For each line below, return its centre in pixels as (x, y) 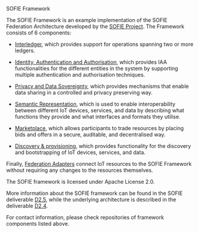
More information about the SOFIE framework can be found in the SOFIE (94, 193)
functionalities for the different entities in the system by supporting (96, 68)
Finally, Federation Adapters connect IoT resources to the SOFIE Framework (99, 164)
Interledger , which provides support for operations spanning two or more (104, 44)
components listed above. (38, 223)
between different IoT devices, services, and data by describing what (99, 110)
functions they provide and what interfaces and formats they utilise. (97, 116)
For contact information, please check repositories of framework (85, 217)
